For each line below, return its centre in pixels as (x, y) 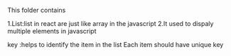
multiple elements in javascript (52, 31)
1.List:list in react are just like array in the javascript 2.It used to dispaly (111, 23)
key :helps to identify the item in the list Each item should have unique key (116, 44)
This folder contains (37, 10)
